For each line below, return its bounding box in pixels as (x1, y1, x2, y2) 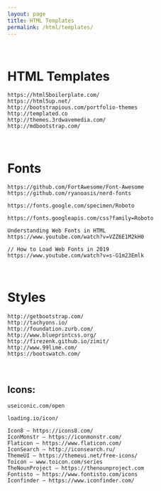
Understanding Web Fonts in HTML (7, 227, 106, 235)
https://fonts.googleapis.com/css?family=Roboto (7, 215, 154, 222)
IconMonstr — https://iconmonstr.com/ (7, 433, 122, 440)
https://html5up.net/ (7, 97, 72, 105)
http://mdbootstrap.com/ (7, 122, 81, 130)
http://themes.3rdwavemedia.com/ (7, 117, 106, 124)
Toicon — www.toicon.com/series (7, 458, 103, 465)
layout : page (7, 10, 46, 18)
